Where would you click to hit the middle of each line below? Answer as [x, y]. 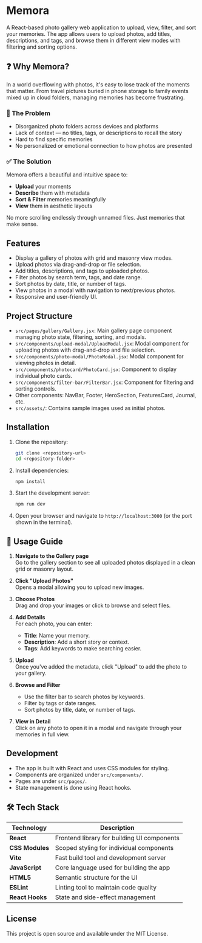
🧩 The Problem [28, 113]
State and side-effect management [105, 897]
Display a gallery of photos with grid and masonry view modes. [94, 258]
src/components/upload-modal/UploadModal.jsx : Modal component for [102, 343]
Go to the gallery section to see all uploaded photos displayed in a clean [105, 563]
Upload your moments [43, 187]
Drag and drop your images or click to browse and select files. [93, 605]
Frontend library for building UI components [117, 838]
